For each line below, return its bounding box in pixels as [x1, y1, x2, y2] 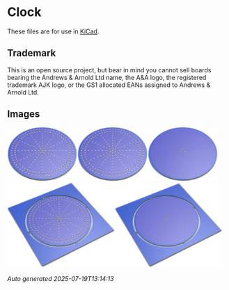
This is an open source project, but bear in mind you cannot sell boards [7, 65, 212, 74]
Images [7, 108, 40, 120]
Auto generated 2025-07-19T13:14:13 [7, 274, 114, 282]
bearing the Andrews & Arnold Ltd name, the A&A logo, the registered [7, 73, 207, 81]
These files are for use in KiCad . [7, 27, 100, 35]
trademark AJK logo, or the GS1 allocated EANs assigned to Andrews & [7, 81, 211, 89]
